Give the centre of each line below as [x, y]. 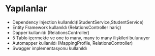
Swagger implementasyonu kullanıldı [49, 48]
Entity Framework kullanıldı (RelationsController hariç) [67, 27]
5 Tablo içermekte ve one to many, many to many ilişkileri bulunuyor [81, 38]
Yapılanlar [26, 9]
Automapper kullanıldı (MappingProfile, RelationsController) [72, 43]
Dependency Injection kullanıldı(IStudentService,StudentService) [78, 22]
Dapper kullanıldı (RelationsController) [51, 32]
